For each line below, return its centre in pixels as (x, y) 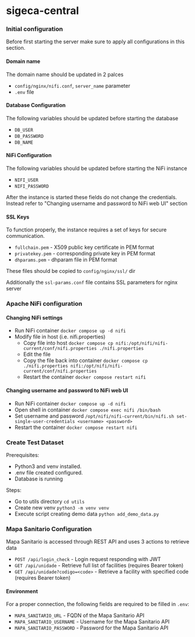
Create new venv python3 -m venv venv (62, 507)
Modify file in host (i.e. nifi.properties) (60, 337)
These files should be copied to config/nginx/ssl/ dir (71, 271)
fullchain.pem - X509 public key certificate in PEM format (84, 247)
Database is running (39, 479)
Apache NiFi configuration (44, 304)
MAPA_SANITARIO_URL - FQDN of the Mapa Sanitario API (79, 615)
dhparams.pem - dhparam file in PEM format (66, 260)
